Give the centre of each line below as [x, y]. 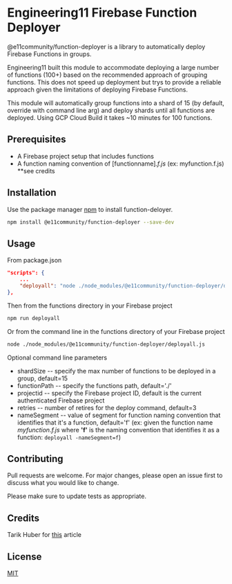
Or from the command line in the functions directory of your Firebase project [116, 331]
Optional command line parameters [57, 357]
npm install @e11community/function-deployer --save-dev [91, 222]
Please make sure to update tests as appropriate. [77, 496]
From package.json [35, 260]
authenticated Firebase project [61, 400]
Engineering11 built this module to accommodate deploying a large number [113, 67]
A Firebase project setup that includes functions [85, 156]
